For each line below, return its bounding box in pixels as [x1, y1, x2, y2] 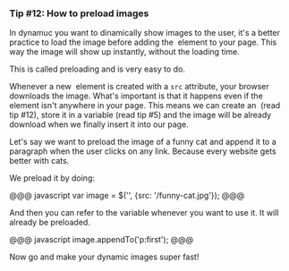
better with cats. [9, 156, 70, 166]
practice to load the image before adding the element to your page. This [9, 37, 277, 47]
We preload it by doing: [9, 173, 96, 183]
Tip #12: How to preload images [9, 7, 149, 20]
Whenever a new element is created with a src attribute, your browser [9, 81, 270, 92]
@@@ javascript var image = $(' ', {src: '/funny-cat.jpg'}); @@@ [9, 191, 245, 201]
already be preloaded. [9, 217, 91, 228]
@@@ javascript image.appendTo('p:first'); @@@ [9, 234, 194, 245]
